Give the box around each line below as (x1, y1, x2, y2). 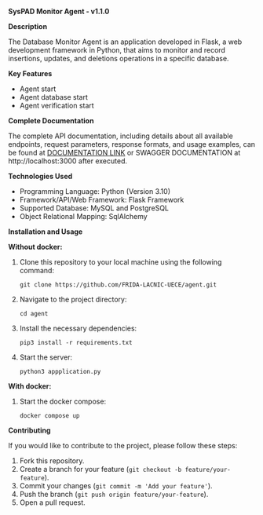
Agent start (19, 84, 57, 93)
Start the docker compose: (19, 396, 107, 406)
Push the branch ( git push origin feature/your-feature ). (19, 490, 209, 499)
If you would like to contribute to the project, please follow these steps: (8, 441, 238, 450)
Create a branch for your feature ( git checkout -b (19, 465, 182, 473)
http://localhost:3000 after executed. (8, 156, 128, 166)
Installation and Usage (8, 227, 83, 236)
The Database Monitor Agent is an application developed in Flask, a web (8, 37, 243, 46)
